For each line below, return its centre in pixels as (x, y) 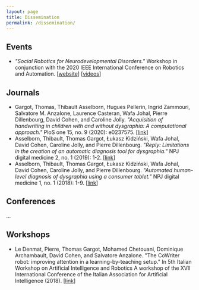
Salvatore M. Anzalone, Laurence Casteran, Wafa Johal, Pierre (91, 113)
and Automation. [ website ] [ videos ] (58, 74)
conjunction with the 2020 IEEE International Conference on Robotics (99, 68)
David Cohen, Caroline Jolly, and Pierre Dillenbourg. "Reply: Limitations (102, 145)
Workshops (28, 235)
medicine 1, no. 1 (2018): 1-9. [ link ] (56, 183)
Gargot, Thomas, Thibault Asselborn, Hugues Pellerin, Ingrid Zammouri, (102, 107)
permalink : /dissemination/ (41, 23)
